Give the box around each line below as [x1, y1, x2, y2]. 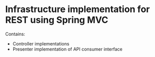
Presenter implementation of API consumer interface [12, 46, 123, 52]
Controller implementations [12, 40, 69, 46]
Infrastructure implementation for [5, 4, 150, 15]
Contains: [5, 31, 25, 37]
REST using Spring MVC [5, 14, 108, 26]
